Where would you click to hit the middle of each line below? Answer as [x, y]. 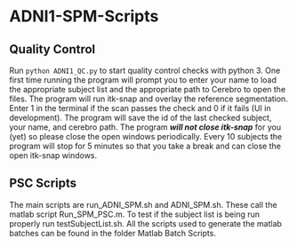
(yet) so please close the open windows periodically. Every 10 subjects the [146, 136]
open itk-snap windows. [53, 155]
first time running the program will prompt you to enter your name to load [143, 80]
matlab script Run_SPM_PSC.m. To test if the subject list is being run [135, 214]
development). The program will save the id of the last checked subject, [140, 118]
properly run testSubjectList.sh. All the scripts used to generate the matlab [146, 223]
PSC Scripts [43, 183]
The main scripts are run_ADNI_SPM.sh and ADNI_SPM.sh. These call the [143, 204]
